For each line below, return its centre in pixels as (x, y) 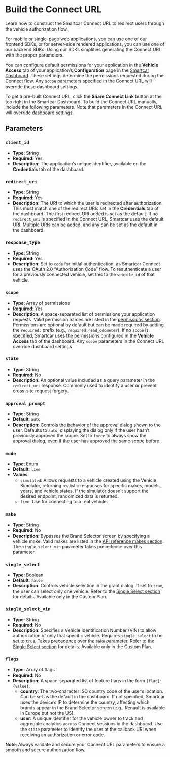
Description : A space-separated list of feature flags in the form (79, 680)
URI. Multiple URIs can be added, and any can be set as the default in (85, 225)
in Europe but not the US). (47, 713)
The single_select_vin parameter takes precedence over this (77, 546)
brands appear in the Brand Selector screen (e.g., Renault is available (93, 707)
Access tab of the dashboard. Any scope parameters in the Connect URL (88, 341)
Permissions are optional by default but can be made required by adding (88, 325)
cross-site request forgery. (41, 391)
